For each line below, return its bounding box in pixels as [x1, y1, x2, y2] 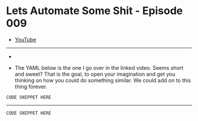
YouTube [14, 36, 37, 43]
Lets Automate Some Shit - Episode [6, 4, 183, 18]
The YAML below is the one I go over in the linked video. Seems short [14, 64, 184, 71]
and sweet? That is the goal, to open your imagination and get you [14, 70, 176, 78]
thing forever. [14, 83, 48, 90]
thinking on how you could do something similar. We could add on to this [14, 76, 192, 83]
